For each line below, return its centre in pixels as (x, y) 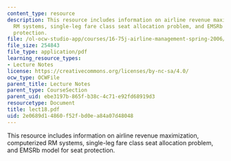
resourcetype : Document (41, 103)
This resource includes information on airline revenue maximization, (103, 136)
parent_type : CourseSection (47, 90)
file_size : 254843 (33, 45)
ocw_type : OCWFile (33, 77)
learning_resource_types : (44, 58)
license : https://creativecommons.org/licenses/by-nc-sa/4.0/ (98, 71)
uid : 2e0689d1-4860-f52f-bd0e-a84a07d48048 (70, 116)
